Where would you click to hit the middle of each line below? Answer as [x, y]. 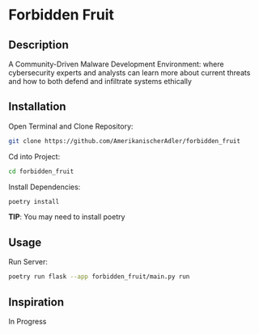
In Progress [28, 321]
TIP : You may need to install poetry [67, 217]
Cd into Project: [34, 156]
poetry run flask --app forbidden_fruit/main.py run [99, 277]
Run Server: [28, 262]
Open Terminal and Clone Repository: [71, 126]
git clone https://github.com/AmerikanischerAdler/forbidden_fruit [125, 141]
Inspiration [36, 302]
